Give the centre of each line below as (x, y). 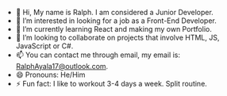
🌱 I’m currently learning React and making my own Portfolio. (113, 29)
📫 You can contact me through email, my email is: (98, 55)
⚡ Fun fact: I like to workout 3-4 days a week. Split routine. (112, 84)
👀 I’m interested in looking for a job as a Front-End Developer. (116, 21)
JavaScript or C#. (44, 46)
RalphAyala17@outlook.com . (62, 66)
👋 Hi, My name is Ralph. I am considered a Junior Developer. (115, 12)
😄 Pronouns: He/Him (50, 75)
